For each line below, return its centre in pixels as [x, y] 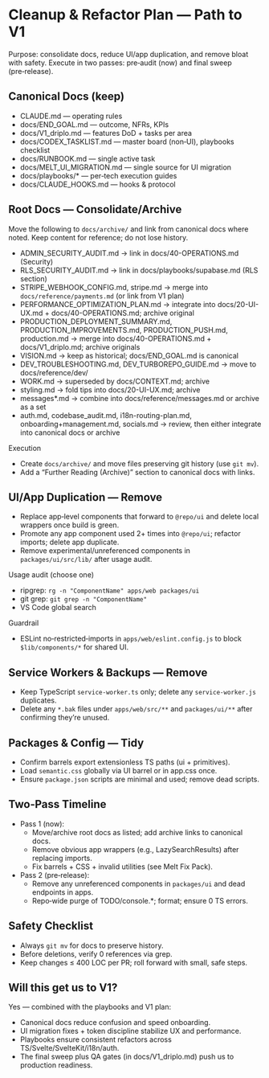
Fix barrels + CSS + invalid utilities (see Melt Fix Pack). [122, 867]
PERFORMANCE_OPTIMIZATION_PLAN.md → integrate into [118, 304]
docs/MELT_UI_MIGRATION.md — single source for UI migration [125, 167]
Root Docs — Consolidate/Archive [95, 209]
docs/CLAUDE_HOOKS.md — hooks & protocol [98, 184]
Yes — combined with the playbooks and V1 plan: [90, 1007]
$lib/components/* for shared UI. [74, 647]
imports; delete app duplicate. [69, 542]
